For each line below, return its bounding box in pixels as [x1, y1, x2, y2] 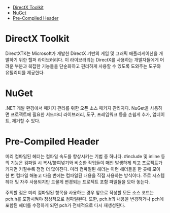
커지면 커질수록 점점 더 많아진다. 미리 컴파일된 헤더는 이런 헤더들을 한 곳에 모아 [5, 166, 161, 172]
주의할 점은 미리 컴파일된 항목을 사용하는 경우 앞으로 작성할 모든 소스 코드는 [5, 189, 154, 195]
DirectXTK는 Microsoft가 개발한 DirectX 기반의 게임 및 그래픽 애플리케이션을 [5, 50, 158, 56]
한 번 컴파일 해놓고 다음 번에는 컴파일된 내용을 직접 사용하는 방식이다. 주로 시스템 [5, 172, 165, 178]
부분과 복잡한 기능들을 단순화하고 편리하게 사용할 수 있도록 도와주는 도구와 [14, 63, 161, 69]
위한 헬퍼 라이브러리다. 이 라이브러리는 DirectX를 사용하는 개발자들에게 [18, 56, 159, 63]
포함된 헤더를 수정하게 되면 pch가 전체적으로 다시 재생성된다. [5, 202, 126, 208]
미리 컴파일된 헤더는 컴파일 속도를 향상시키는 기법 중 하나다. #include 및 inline [5, 153, 160, 159]
